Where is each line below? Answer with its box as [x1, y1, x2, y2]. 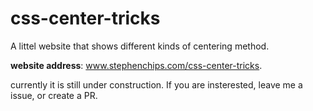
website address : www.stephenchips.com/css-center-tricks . [10, 59, 263, 71]
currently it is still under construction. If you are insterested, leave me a [10, 78, 303, 91]
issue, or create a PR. [10, 89, 98, 101]
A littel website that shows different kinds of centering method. [10, 40, 270, 52]
